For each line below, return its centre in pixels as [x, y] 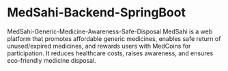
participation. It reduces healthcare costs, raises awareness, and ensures [110, 53]
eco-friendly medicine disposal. [52, 60]
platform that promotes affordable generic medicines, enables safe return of [114, 38]
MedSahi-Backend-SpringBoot [97, 13]
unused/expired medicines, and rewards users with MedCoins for [99, 46]
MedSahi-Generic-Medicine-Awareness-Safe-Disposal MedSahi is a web [110, 31]
